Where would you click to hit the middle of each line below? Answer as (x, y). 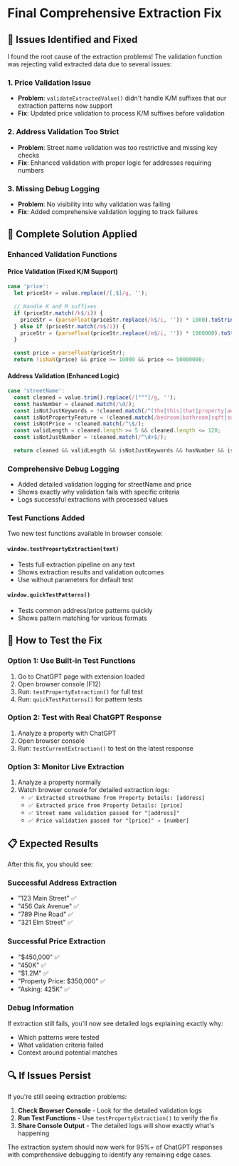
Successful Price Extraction (57, 941)
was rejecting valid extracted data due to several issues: (90, 64)
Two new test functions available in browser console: (85, 534)
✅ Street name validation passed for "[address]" (104, 813)
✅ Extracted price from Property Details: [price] (106, 806)
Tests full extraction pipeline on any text (76, 564)
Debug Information (41, 1008)
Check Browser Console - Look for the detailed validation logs (110, 1110)
